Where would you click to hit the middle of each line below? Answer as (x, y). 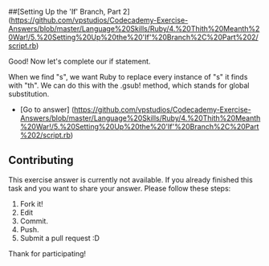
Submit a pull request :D (60, 238)
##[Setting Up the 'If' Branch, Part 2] (69, 12)
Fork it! (32, 203)
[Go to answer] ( (47, 109)
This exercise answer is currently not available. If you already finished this (130, 179)
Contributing (41, 160)
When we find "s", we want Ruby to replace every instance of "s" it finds (128, 77)
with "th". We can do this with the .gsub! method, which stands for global (129, 85)
